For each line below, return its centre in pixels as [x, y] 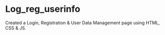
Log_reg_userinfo [43, 9]
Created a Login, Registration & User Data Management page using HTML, [82, 23]
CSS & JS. [16, 28]
